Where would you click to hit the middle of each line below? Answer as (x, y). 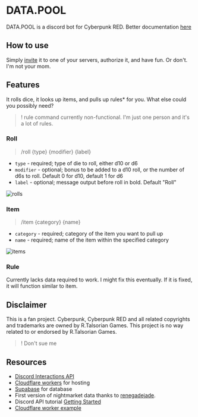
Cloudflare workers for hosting (52, 383)
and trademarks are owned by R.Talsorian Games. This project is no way (95, 325)
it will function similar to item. (42, 286)
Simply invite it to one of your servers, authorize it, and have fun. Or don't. (97, 59)
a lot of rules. (37, 123)
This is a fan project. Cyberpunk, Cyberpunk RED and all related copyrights (98, 319)
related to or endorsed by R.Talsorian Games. (62, 332)
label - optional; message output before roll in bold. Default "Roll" (95, 182)
